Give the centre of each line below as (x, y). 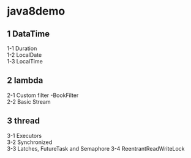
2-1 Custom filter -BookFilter (43, 95)
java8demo (36, 11)
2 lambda (25, 81)
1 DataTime (28, 34)
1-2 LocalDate (24, 55)
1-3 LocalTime (25, 61)
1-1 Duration (22, 48)
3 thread (24, 121)
